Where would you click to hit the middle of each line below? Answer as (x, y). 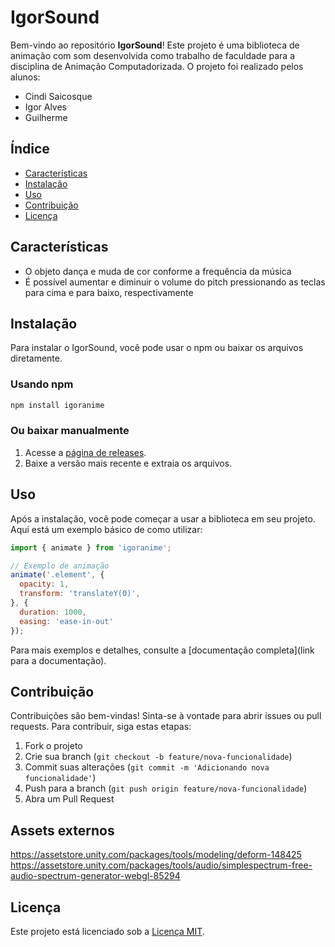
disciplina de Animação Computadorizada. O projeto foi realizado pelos (157, 66)
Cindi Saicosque (58, 96)
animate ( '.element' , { (57, 575)
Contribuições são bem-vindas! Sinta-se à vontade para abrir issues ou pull (166, 716)
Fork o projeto (53, 746)
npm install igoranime (57, 405)
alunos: (25, 77)
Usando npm (42, 384)
